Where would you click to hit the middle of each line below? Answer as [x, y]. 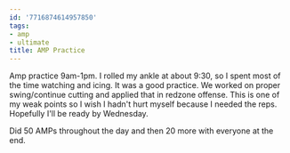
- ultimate [29, 42]
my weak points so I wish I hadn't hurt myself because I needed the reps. [143, 104]
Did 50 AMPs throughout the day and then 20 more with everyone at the [141, 131]
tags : [19, 26]
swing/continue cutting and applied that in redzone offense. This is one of [145, 95]
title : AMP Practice [48, 51]
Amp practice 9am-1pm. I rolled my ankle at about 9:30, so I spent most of [145, 76]
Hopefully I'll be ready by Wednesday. [79, 114]
